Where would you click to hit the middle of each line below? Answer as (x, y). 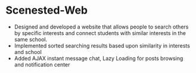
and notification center (42, 64)
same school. (31, 39)
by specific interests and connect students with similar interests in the (100, 33)
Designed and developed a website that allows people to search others (101, 27)
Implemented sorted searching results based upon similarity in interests (102, 46)
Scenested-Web (47, 10)
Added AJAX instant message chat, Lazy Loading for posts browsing (99, 58)
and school (28, 52)
